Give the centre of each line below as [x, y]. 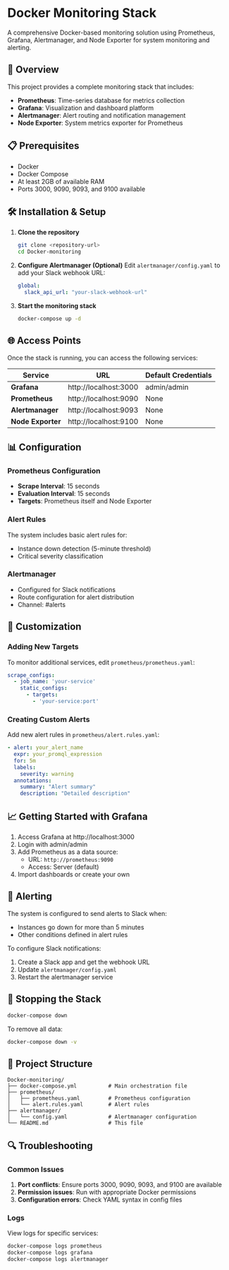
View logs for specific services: [53, 1233]
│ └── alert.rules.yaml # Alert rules [79, 1105]
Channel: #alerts [41, 604]
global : [29, 286]
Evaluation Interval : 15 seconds [64, 494]
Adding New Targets [43, 647]
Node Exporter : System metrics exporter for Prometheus [100, 123]
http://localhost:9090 [103, 398]
